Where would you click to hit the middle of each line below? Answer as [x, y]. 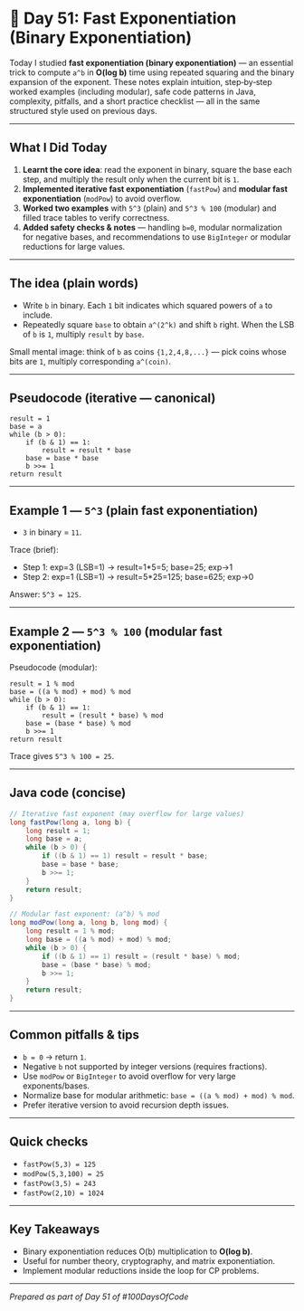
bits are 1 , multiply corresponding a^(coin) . [90, 361]
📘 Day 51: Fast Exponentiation [123, 19]
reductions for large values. [74, 246]
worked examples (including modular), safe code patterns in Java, [133, 91]
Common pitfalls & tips [75, 1035]
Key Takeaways [55, 1230]
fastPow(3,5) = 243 [59, 1183]
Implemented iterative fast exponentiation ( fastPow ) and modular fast [155, 188]
